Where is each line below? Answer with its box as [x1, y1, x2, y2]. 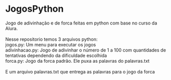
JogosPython [5, 3, 64, 15]
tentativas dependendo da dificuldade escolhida [5, 52, 108, 59]
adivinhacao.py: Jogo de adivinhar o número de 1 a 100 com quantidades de [5, 47, 166, 53]
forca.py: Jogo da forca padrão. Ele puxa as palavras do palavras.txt [5, 58, 150, 64]
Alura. [5, 25, 18, 31]
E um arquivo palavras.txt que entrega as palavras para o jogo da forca [5, 68, 155, 74]
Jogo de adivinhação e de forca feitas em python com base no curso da [5, 20, 158, 26]
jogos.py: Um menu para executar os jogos [5, 41, 96, 47]
